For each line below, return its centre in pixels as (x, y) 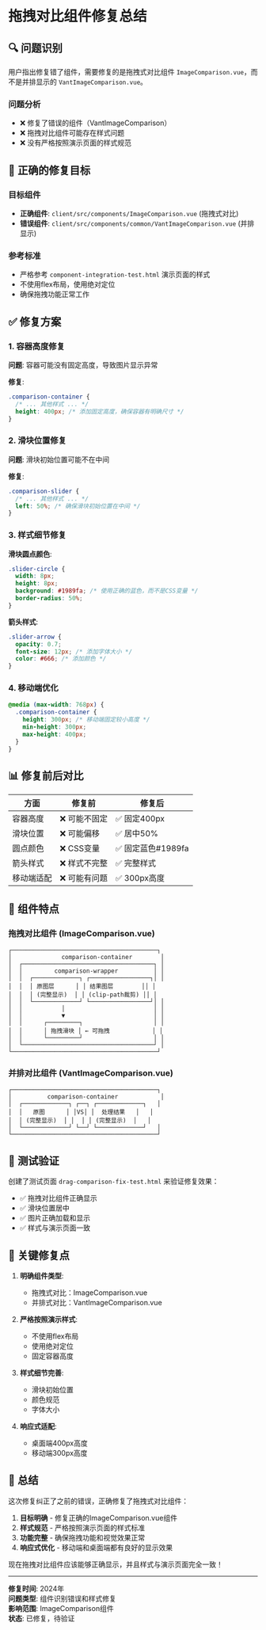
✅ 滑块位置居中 (44, 1208)
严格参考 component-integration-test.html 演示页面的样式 (115, 275)
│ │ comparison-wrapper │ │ (86, 971)
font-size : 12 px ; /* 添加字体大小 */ (74, 651)
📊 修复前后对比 (46, 776)
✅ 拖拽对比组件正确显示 (58, 1198)
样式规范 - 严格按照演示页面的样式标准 (82, 1527)
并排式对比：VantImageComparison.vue (97, 1303)
